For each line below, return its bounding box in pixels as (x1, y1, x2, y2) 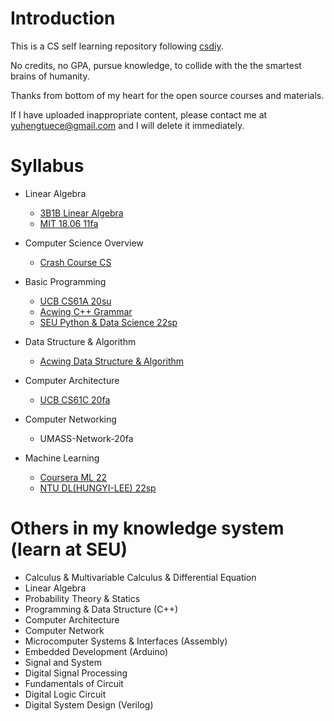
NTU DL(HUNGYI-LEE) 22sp (39, 482, 157, 494)
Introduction (10, 7, 116, 30)
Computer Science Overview (24, 237, 144, 249)
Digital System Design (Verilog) (24, 698, 154, 711)
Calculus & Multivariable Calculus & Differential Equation (24, 571, 257, 583)
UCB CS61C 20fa (39, 393, 111, 406)
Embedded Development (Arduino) (24, 645, 169, 657)
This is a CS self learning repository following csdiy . (10, 40, 224, 52)
